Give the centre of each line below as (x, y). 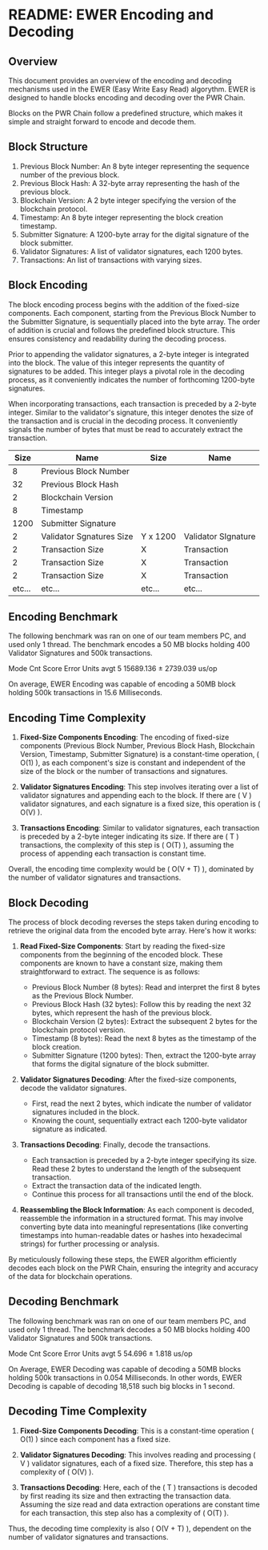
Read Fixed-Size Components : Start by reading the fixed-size (122, 946)
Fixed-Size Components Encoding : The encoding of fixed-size (124, 737)
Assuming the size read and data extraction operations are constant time (140, 1504)
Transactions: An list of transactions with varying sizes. (111, 260)
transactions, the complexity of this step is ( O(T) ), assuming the (127, 845)
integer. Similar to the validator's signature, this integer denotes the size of (131, 412)
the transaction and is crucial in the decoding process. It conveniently (123, 421)
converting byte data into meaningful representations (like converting (134, 1227)
